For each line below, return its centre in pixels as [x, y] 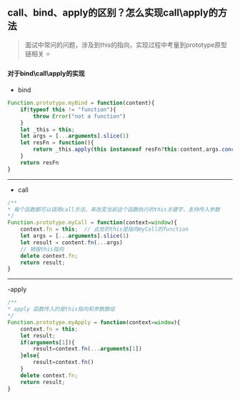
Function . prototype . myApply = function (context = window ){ [94, 322]
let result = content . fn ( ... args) [71, 242]
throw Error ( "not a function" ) [80, 116]
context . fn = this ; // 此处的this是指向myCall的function [105, 229]
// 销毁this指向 [42, 249]
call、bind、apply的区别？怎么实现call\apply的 [113, 13]
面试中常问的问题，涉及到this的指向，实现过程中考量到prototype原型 [126, 44]
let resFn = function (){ [57, 143]
